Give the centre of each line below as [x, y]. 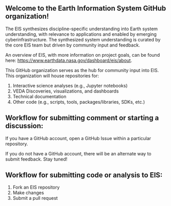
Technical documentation [39, 96]
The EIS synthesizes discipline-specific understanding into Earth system [81, 29]
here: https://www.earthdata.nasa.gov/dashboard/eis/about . [69, 60]
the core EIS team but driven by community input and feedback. [73, 45]
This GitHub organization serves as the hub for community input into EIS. [82, 70]
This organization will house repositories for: [52, 76]
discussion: [24, 126]
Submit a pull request [35, 198]
